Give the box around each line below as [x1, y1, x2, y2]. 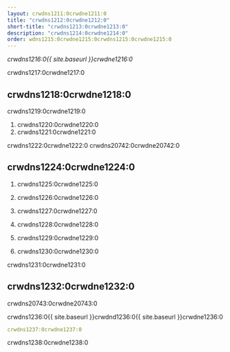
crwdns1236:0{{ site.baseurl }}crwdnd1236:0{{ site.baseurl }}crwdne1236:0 [7, 312, 224, 321]
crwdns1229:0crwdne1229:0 [17, 233, 99, 242]
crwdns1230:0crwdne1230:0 [17, 247, 99, 255]
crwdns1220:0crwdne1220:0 [17, 120, 99, 128]
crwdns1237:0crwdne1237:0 [7, 326, 82, 333]
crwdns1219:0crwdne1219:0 [7, 107, 86, 115]
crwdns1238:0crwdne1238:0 [7, 338, 89, 347]
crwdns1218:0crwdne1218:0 [7, 88, 132, 101]
